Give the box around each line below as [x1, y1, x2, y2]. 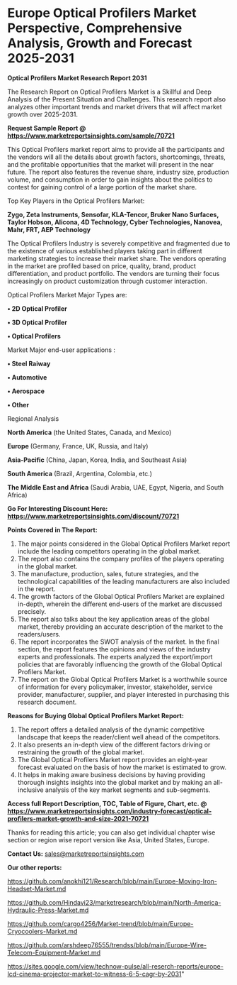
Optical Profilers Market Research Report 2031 [7, 73, 147, 82]
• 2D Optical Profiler [7, 304, 67, 313]
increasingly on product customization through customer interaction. [7, 277, 207, 285]
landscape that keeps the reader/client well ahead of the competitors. [17, 732, 221, 741]
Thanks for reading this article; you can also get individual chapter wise [7, 828, 216, 837]
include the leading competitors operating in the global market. [17, 546, 202, 555]
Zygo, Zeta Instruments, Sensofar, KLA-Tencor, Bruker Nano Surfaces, [7, 210, 219, 219]
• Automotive [7, 373, 47, 381]
